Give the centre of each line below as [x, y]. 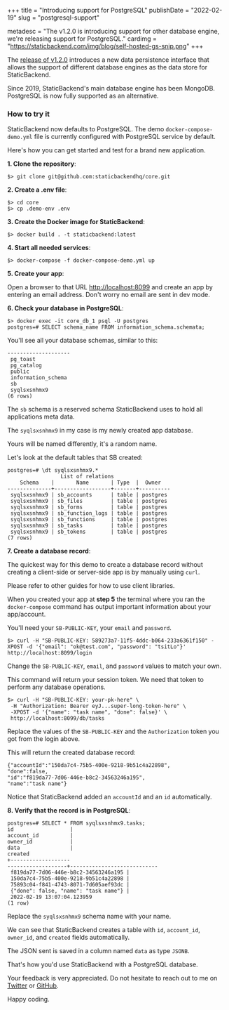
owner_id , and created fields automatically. [69, 938]
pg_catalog [26, 366]
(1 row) [19, 903]
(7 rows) [20, 538]
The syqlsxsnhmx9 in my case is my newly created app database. [100, 431]
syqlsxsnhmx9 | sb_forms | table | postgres [89, 507]
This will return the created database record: [71, 753]
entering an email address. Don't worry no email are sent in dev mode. [109, 295]
